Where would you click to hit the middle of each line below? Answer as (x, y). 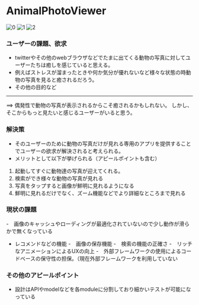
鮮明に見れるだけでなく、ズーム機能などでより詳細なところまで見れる (100, 193)
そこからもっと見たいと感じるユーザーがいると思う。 (71, 113)
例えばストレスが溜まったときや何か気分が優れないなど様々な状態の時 (100, 73)
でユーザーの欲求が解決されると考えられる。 (69, 151)
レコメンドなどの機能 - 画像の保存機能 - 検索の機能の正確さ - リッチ (103, 244)
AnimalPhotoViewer (56, 11)
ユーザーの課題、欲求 (36, 44)
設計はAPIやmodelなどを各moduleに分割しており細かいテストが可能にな (103, 289)
